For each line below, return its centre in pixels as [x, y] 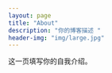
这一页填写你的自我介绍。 [50, 61]
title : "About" [33, 23]
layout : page [30, 15]
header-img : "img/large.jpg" [56, 38]
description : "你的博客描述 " [54, 30]
